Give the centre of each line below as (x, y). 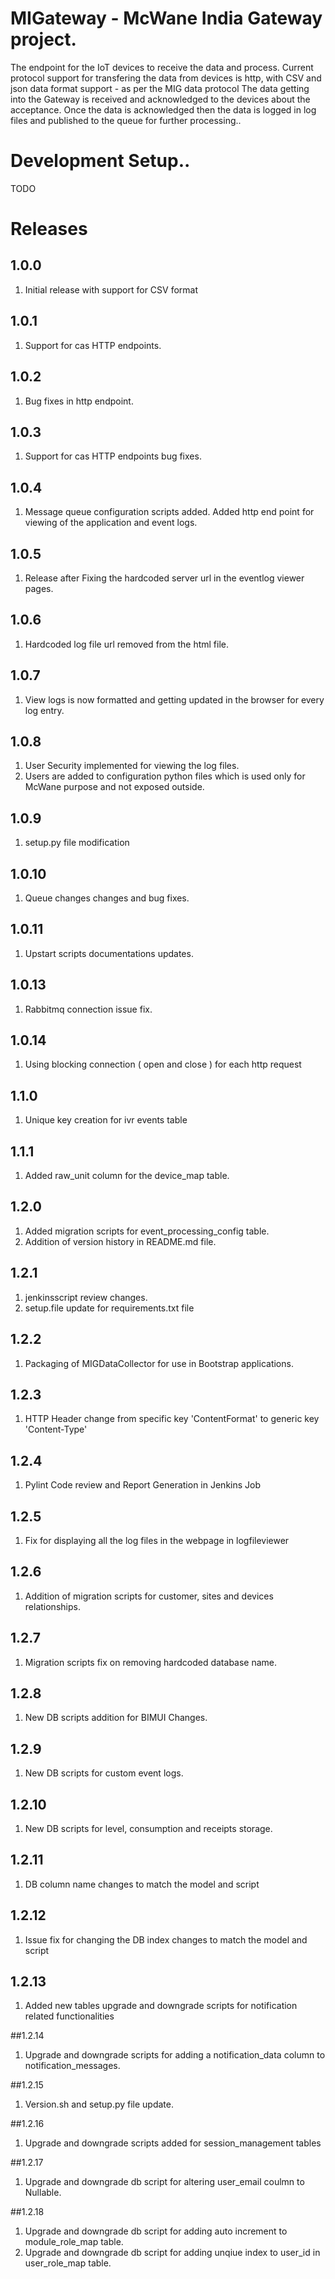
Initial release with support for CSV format (111, 289)
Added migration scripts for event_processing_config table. (147, 1231)
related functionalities (69, 2016)
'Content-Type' (56, 1429)
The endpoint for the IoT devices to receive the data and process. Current (162, 67)
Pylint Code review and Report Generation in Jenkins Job (143, 1485)
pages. (39, 588)
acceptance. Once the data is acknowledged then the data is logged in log (163, 109)
